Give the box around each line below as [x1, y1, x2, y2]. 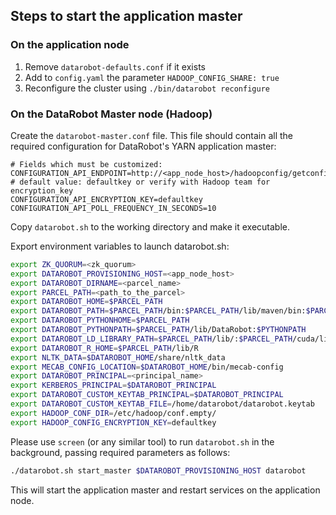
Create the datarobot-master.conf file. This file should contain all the [10, 129, 294, 141]
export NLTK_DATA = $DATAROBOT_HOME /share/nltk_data [10, 352, 226, 363]
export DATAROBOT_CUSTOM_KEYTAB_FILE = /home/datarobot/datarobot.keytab [10, 399, 315, 409]
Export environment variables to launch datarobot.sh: [10, 240, 230, 252]
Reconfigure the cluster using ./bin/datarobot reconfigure [24, 82, 270, 94]
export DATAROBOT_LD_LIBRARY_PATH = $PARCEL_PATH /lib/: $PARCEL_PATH [10, 334, 293, 344]
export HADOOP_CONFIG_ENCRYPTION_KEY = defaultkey [10, 417, 217, 428]
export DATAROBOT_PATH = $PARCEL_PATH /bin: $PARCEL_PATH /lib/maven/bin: [10, 306, 307, 316]
